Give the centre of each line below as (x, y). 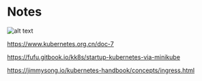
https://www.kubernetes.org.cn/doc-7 (60, 44)
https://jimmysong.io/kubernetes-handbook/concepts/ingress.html (101, 70)
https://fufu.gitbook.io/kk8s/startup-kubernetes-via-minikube (94, 57)
